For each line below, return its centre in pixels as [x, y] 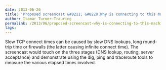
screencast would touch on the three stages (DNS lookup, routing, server [80, 52]
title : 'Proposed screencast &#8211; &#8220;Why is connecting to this [80, 14]
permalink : [16, 23]
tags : [11, 28]
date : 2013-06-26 [23, 10]
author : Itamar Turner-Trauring [38, 19]
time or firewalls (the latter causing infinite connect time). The [76, 47]
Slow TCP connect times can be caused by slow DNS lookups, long [74, 42]
